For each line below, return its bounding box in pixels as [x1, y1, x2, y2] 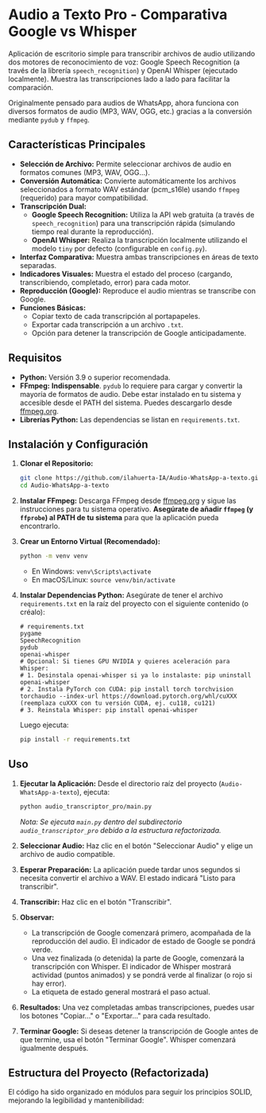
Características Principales [8, 138, 146, 152]
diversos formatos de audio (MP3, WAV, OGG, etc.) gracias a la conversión [8, 106, 253, 116]
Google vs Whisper [8, 22, 137, 41]
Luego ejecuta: [19, 720, 69, 730]
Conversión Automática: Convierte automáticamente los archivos [19, 176, 237, 185]
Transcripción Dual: [19, 201, 87, 211]
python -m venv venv [19, 552, 88, 560]
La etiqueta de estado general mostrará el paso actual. [31, 987, 210, 996]
